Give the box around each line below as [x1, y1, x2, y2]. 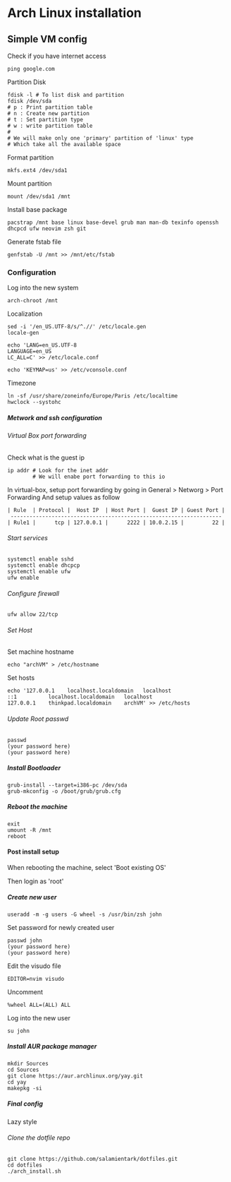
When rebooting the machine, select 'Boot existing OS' [7, 863, 167, 871]
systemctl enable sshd [7, 556, 74, 563]
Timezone [7, 379, 37, 388]
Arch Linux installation [7, 5, 142, 21]
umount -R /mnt [7, 826, 52, 834]
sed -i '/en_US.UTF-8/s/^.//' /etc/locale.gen [7, 323, 146, 330]
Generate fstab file [7, 238, 62, 246]
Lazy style [7, 1117, 37, 1126]
